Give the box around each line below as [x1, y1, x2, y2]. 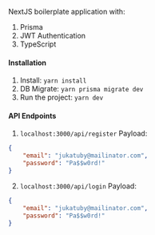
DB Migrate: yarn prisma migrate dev [19, 84, 144, 94]
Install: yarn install [19, 75, 87, 85]
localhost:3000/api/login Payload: [19, 180, 137, 191]
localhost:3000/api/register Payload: [19, 128, 148, 139]
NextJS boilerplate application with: [8, 7, 125, 16]
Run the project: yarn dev [19, 92, 104, 103]
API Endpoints [8, 111, 57, 120]
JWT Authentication [19, 31, 86, 40]
